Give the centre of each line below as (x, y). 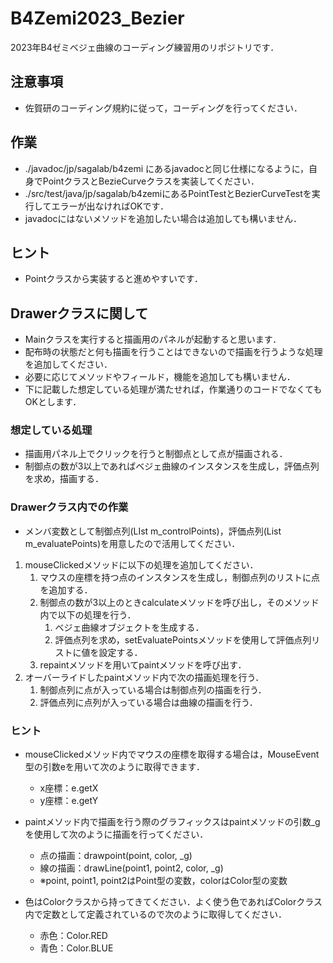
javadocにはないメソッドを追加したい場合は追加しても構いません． (163, 218)
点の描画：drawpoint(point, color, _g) (116, 856)
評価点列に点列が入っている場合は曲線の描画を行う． (148, 702)
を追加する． (66, 589)
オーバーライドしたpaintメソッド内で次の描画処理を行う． (144, 677)
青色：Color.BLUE (76, 948)
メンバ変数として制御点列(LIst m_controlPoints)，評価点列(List (153, 531)
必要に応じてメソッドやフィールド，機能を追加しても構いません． (160, 377)
